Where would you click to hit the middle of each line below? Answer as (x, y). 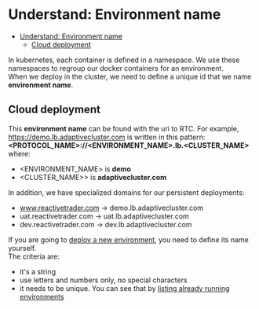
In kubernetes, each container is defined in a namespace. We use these (124, 60)
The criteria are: (34, 256)
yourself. (22, 248)
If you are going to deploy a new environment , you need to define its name (128, 239)
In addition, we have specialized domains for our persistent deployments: (126, 192)
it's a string (38, 271)
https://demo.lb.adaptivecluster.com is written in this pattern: (107, 137)
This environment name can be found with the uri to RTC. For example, (124, 128)
